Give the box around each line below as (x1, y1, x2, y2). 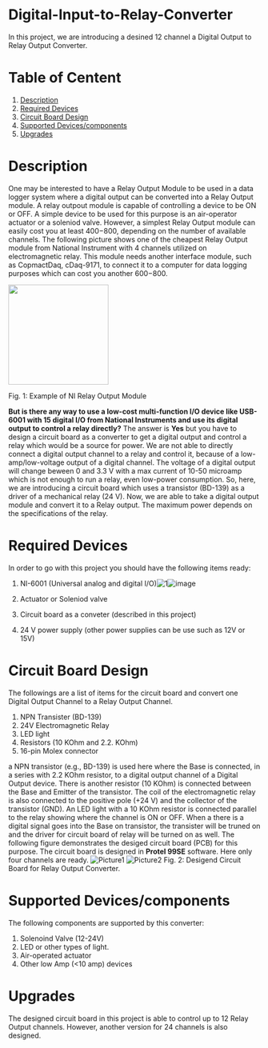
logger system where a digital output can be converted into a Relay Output (8, 192, 254, 202)
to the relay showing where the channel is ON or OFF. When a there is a (8, 812, 244, 822)
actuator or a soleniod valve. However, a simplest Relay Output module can (8, 218, 256, 227)
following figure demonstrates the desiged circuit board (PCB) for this (8, 838, 238, 847)
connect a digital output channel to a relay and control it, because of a (8, 449, 240, 458)
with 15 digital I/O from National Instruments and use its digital (26, 414, 238, 425)
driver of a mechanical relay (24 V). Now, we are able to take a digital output (8, 491, 259, 501)
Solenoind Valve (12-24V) (19, 934, 104, 943)
